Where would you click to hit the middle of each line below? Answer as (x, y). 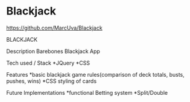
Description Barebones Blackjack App (53, 51)
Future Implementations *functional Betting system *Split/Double (87, 92)
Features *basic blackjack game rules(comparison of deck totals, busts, (96, 74)
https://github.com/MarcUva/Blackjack (54, 28)
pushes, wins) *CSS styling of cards (52, 81)
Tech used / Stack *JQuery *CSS (48, 63)
